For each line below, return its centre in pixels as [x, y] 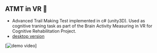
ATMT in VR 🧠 [26, 9]
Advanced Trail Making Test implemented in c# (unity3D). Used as [78, 20]
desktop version [28, 36]
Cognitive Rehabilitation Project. [44, 31]
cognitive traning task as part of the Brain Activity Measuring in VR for [82, 26]
